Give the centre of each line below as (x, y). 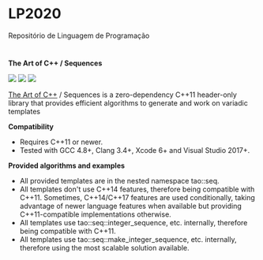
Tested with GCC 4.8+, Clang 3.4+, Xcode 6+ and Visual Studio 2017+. (135, 150)
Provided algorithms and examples (66, 165)
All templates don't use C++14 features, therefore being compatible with (137, 189)
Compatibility (31, 127)
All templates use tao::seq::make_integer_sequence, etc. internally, (128, 240)
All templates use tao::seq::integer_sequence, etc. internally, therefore (133, 223)
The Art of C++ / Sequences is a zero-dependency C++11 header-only (122, 95)
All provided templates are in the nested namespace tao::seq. (119, 181)
